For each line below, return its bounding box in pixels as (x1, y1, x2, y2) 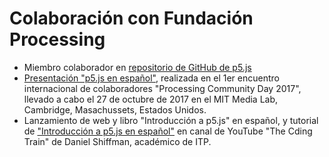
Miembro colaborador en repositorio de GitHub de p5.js (23, 61, 252, 73)
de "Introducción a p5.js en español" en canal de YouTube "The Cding (23, 125, 313, 137)
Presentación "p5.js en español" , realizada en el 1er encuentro (23, 72, 280, 84)
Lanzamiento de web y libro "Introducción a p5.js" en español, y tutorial (23, 114, 319, 126)
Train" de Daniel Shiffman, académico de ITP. (23, 135, 212, 147)
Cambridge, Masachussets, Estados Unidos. (23, 103, 207, 116)
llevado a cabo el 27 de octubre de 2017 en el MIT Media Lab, (23, 93, 279, 105)
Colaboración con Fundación (9, 7, 254, 30)
